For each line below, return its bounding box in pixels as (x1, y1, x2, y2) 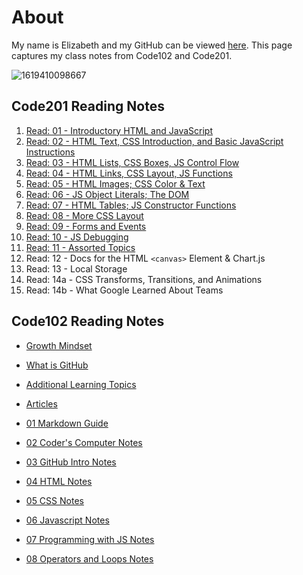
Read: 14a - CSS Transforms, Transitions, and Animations (25, 273, 263, 285)
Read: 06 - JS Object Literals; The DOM (25, 188, 190, 200)
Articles (25, 397, 58, 410)
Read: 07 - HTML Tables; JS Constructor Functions (25, 199, 237, 211)
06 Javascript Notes (25, 514, 110, 526)
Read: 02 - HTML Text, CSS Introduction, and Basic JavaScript (25, 135, 284, 147)
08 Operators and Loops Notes (25, 552, 154, 565)
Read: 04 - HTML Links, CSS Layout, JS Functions (25, 167, 233, 179)
